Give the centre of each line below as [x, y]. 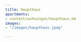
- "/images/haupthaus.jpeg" [34, 28]
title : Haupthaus [23, 10]
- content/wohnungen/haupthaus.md [41, 19]
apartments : [17, 14]
